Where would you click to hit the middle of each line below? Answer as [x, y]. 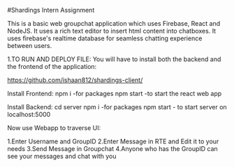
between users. [30, 46]
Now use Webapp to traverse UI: [54, 128]
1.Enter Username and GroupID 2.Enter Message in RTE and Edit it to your [113, 141]
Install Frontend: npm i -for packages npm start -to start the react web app [115, 94]
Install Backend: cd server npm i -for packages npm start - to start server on [117, 107]
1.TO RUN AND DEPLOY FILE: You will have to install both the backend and [114, 59]
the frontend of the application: [52, 66]
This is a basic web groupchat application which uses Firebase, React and [114, 23]
